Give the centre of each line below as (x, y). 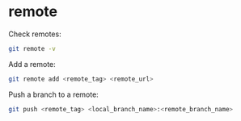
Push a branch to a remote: (53, 94)
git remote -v (32, 48)
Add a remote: (32, 64)
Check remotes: (35, 34)
